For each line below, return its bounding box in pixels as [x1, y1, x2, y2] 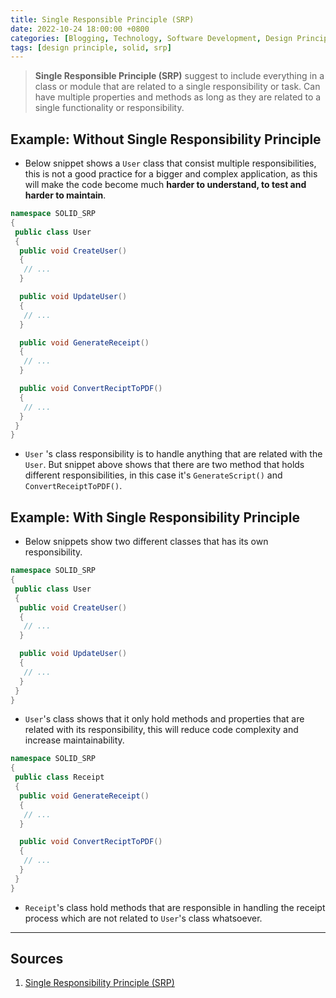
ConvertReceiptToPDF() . [24, 480, 123, 492]
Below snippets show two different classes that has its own [24, 536, 269, 548]
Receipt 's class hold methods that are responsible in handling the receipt [24, 901, 326, 913]
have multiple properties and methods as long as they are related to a [34, 91, 322, 103]
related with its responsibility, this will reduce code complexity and [24, 724, 299, 736]
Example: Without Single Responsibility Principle [10, 131, 322, 148]
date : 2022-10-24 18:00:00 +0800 [10, 24, 150, 34]
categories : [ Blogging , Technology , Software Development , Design [10, 33, 293, 43]
